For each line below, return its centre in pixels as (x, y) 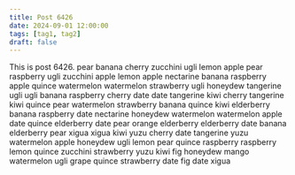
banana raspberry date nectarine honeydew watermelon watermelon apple (146, 114)
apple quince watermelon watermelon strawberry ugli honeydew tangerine (145, 86)
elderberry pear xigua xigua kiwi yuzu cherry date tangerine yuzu (129, 133)
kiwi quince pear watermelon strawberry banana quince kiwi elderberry (140, 105)
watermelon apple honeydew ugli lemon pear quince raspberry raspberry (143, 142)
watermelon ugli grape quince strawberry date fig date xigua (120, 161)
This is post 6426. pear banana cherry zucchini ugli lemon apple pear (136, 67)
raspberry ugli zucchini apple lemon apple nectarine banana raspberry (138, 77)
